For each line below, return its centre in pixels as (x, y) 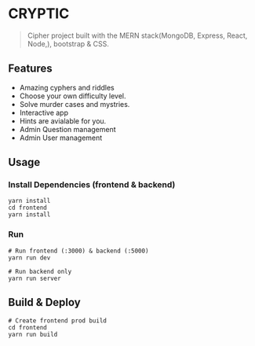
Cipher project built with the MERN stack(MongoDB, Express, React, (137, 35)
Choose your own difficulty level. (73, 96)
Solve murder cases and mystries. (75, 104)
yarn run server (35, 278)
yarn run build (33, 334)
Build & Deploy (44, 302)
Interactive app (44, 112)
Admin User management (61, 138)
